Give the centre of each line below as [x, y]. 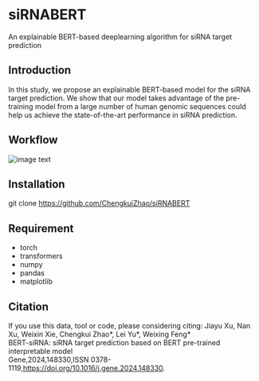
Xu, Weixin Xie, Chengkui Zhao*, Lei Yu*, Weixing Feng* [100, 334]
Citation [29, 306]
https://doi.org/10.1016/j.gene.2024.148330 [93, 368]
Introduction [40, 71]
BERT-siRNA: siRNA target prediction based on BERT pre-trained [114, 343]
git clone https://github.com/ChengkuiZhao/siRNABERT [99, 203]
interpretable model [41, 351]
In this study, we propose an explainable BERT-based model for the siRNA [129, 89]
